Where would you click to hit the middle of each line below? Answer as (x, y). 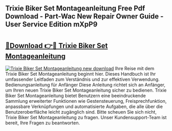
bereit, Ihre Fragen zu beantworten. (43, 123)
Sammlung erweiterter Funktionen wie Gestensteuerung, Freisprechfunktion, (86, 101)
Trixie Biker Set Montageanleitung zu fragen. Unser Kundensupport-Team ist (86, 117)
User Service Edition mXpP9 (51, 24)
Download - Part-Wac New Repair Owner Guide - (84, 17)
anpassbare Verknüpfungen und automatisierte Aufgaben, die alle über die (84, 106)
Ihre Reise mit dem (135, 68)
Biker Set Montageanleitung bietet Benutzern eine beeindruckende (76, 96)
